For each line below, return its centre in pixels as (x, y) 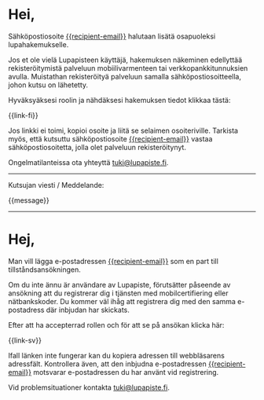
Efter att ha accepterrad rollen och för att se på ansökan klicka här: (116, 325)
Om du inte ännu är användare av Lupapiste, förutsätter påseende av (119, 284)
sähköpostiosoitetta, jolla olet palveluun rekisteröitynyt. (97, 147)
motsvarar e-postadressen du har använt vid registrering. (126, 372)
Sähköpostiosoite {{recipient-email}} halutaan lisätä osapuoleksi (112, 36)
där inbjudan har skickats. (88, 310)
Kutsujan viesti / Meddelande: (56, 185)
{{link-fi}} (23, 115)
